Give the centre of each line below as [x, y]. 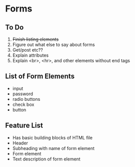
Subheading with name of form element [53, 148]
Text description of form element [46, 159]
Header [20, 143]
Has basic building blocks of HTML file [52, 137]
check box [23, 104]
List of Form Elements [40, 76]
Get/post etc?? [28, 50]
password [23, 94]
